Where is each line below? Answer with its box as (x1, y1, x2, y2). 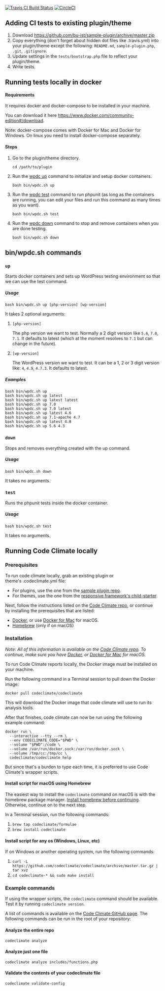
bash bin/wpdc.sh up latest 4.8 (5, 419, 71, 424)
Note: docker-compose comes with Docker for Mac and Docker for (5, 127, 141, 133)
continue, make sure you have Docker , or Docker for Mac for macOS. (5, 651, 146, 657)
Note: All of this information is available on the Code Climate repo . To (5, 646, 146, 652)
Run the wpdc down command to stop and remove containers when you (12, 220, 159, 226)
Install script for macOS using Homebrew (5, 780, 91, 787)
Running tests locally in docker (5, 78, 102, 87)
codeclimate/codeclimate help (9, 755, 71, 760)
